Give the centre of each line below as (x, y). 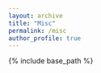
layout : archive (36, 16)
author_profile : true (45, 38)
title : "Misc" (32, 23)
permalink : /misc (38, 30)
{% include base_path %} (51, 61)
